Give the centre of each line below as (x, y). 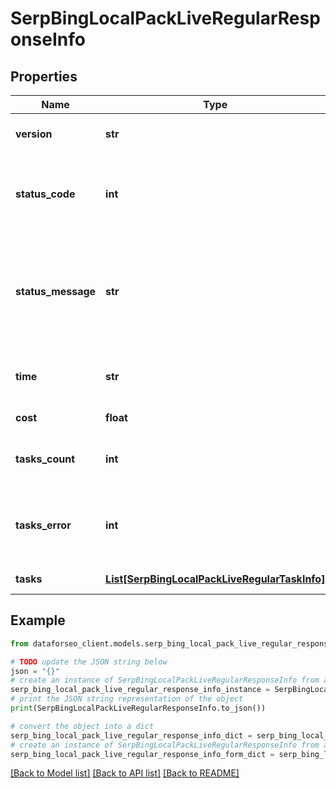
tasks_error (43, 525)
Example (38, 620)
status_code (45, 194)
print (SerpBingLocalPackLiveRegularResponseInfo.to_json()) (138, 708)
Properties (44, 76)
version (34, 134)
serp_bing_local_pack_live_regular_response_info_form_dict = (142, 754)
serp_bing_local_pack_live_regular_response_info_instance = (140, 690)
